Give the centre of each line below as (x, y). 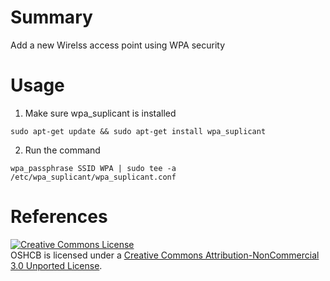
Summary (51, 17)
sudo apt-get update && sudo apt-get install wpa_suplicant (138, 131)
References (59, 217)
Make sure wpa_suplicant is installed (100, 113)
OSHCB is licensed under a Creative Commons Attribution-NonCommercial (165, 255)
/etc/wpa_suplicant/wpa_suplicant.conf (93, 177)
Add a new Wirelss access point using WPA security (117, 45)
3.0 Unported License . (56, 265)
